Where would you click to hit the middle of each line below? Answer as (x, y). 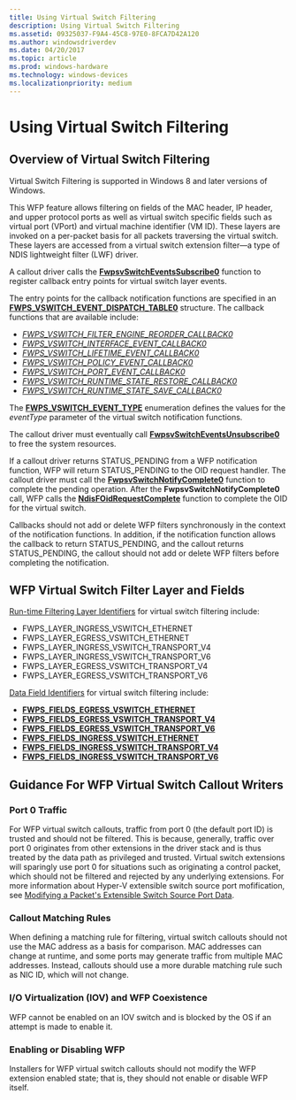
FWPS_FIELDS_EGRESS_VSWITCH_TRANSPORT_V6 (118, 729)
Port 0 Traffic (38, 810)
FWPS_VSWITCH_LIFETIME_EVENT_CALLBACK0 (110, 353)
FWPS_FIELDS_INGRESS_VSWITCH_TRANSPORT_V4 (120, 748)
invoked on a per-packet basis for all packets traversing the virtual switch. (144, 235)
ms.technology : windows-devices (68, 75)
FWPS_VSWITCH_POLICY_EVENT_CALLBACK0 (107, 362)
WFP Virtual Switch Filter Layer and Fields (127, 591)
